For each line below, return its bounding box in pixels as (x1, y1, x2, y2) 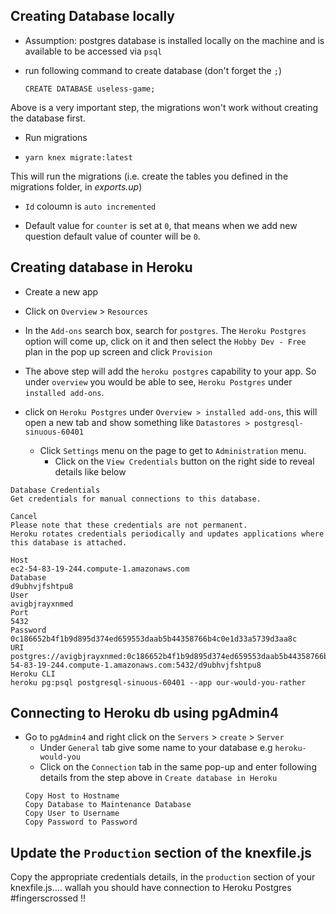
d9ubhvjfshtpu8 (10, 581, 74, 591)
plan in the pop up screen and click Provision (24, 345, 213, 358)
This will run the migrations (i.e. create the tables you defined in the (10, 170, 289, 182)
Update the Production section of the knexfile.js (10, 844, 312, 861)
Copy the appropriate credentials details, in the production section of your (10, 871, 316, 883)
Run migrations (24, 131, 88, 143)
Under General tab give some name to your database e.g (39, 742, 273, 754)
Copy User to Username (24, 809, 120, 819)
